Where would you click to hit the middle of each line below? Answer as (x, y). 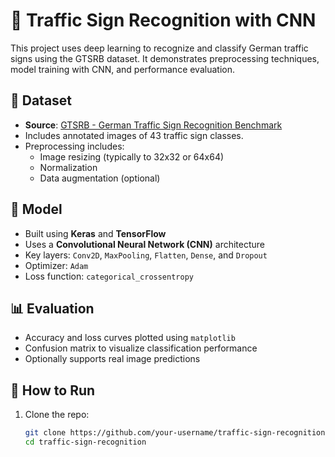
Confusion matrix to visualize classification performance (141, 348)
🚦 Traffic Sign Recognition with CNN (163, 20)
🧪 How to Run (53, 390)
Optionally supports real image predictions (112, 359)
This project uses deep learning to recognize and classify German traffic (159, 48)
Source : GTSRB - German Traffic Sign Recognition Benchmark (153, 125)
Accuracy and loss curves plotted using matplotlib (130, 338)
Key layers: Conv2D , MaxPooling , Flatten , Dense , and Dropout (146, 255)
